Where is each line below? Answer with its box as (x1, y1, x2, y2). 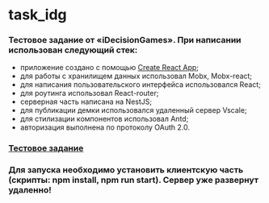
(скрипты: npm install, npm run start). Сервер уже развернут (8, 175, 259, 186)
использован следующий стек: (8, 44, 138, 56)
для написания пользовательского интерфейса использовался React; (19, 80, 261, 89)
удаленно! (8, 184, 52, 196)
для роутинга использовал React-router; (19, 89, 159, 98)
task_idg (8, 6, 67, 24)
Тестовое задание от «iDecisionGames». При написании (8, 35, 242, 46)
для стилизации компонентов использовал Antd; (19, 114, 189, 124)
